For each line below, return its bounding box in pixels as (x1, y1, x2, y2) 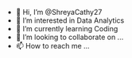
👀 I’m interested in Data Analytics (15, 16, 125, 25)
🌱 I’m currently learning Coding (15, 24, 118, 33)
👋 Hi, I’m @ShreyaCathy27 (15, 8, 103, 16)
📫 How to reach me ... (15, 42, 90, 50)
